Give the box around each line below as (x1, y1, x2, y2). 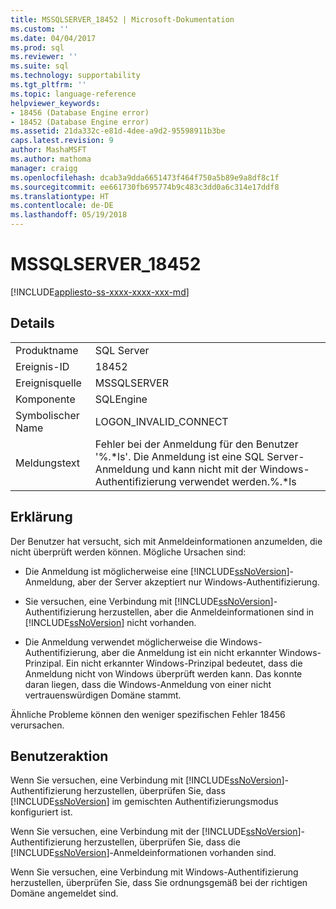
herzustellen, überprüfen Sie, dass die (83, 836, 241, 848)
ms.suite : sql (10, 61, 70, 71)
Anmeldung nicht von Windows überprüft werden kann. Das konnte (24, 667, 303, 680)
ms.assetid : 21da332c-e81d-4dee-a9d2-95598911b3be (10, 126, 226, 136)
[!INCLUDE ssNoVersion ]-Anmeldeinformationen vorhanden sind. (10, 847, 277, 859)
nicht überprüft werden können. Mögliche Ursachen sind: (10, 546, 247, 558)
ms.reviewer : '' (10, 52, 78, 62)
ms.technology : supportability (10, 71, 141, 81)
